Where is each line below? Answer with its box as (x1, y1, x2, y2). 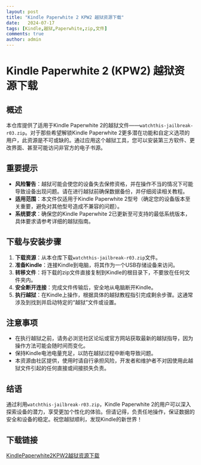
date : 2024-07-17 (6, 20, 55, 26)
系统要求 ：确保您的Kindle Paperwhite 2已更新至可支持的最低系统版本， (14, 210, 191, 217)
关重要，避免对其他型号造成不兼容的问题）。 (14, 203, 123, 210)
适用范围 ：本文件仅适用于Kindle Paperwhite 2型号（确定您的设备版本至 (14, 195, 191, 202)
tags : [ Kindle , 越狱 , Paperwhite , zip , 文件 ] (6, 25, 108, 32)
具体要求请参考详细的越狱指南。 (14, 218, 94, 225)
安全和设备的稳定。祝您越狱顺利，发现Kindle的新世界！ (6, 416, 142, 423)
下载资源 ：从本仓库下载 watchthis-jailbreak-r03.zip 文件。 (14, 253, 162, 261)
